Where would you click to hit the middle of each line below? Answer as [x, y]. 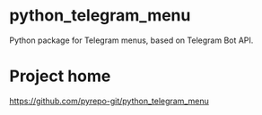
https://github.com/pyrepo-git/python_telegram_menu [109, 101]
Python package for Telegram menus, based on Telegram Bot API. [131, 40]
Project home [60, 76]
